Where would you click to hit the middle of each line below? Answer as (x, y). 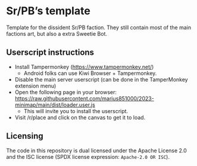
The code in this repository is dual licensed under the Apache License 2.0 (97, 151)
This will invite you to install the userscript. (76, 111)
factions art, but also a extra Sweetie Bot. (57, 33)
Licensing (25, 136)
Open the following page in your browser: (66, 92)
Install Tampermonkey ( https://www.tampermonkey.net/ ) (84, 67)
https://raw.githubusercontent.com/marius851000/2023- (85, 98)
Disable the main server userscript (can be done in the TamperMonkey (101, 79)
